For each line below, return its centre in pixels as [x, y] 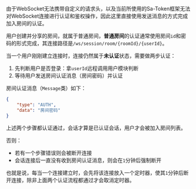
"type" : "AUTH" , [37, 105]
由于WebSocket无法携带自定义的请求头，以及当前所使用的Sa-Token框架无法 [98, 9]
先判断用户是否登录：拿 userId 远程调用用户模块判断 [77, 68]
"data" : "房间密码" [38, 110]
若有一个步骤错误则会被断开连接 [53, 152]
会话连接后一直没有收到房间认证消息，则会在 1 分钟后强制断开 [88, 160]
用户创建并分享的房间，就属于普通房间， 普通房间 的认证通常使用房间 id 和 [94, 36]
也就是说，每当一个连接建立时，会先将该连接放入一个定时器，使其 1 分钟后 [95, 173]
